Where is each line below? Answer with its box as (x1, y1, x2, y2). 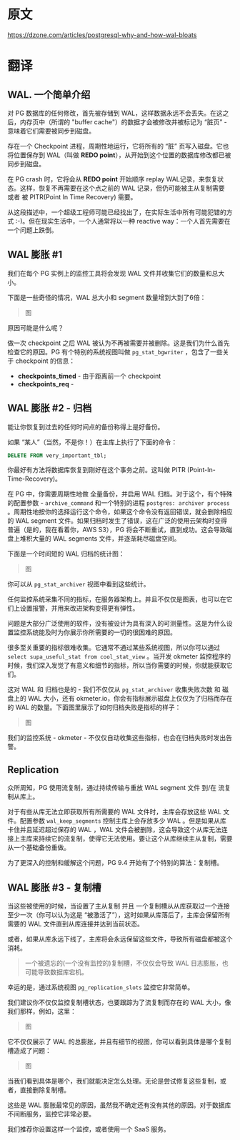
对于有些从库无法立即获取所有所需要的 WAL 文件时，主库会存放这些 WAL (7, 808, 221, 816)
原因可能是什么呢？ (7, 323, 64, 332)
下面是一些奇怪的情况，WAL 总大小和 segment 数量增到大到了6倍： (7, 293, 206, 301)
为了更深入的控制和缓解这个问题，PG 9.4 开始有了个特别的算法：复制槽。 (7, 859, 224, 867)
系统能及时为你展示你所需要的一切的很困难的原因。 (26, 628, 176, 636)
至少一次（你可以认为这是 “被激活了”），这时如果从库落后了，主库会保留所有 (7, 911, 231, 919)
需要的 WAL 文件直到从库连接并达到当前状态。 (7, 919, 144, 929)
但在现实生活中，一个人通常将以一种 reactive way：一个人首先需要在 (28, 216, 231, 225)
